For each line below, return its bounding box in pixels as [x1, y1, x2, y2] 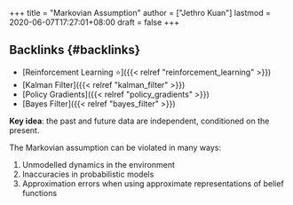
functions [21, 187, 58, 198]
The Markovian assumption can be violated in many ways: [9, 142, 222, 153]
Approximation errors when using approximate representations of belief [21, 177, 284, 189]
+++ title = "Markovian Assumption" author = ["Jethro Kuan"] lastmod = [9, 8, 272, 18]
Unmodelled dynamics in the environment [21, 159, 175, 170]
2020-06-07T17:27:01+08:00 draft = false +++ [9, 17, 180, 28]
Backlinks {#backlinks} [9, 43, 140, 58]
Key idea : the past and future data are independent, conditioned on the [9, 115, 270, 126]
